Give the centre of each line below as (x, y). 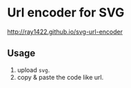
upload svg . (33, 69)
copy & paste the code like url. (60, 77)
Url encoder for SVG (66, 13)
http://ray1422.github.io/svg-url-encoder (65, 32)
